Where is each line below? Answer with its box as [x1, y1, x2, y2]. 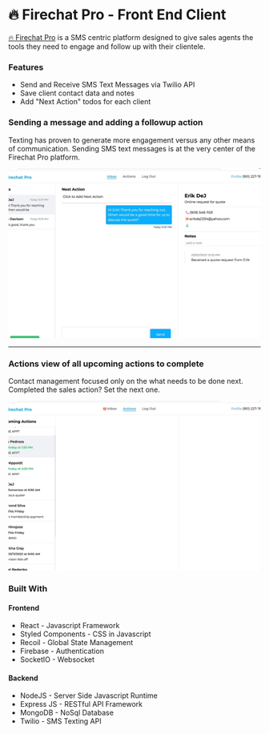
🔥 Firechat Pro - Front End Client [8, 6, 227, 24]
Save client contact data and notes [19, 88, 134, 98]
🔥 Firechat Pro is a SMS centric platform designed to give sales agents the [8, 32, 254, 42]
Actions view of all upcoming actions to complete [8, 358, 204, 369]
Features [8, 62, 44, 73]
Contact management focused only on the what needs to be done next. [8, 376, 244, 385]
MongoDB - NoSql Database [19, 708, 114, 718]
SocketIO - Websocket [19, 655, 94, 664]
